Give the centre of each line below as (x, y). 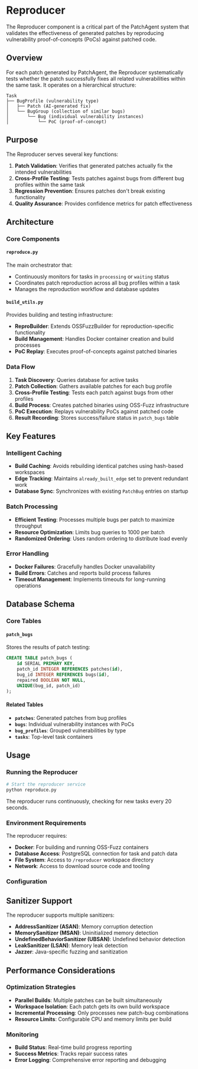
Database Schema (40, 604)
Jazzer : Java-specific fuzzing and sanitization (71, 952)
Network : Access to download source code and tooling (82, 866)
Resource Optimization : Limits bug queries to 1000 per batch (90, 532)
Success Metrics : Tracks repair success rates (71, 1054)
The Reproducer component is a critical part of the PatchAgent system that (98, 27)
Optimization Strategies (41, 987)
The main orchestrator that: (39, 265)
